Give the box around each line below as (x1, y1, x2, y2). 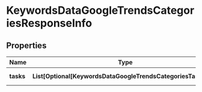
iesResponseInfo (6, 16, 92, 30)
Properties (6, 40, 47, 51)
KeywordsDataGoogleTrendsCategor (6, 4, 195, 17)
